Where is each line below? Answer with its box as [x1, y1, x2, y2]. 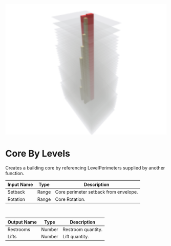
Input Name [7, 181, 33, 187]
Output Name [7, 219, 37, 225]
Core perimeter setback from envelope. [55, 189, 138, 195]
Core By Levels [5, 147, 71, 159]
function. [5, 170, 25, 176]
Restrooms [7, 226, 31, 232]
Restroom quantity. [62, 226, 103, 232]
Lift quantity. [62, 234, 89, 239]
